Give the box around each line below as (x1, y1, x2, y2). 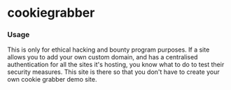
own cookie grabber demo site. (7, 75, 97, 84)
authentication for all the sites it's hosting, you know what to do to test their (7, 61, 225, 69)
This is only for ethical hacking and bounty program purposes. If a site (7, 45, 210, 54)
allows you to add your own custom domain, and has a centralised (7, 53, 198, 61)
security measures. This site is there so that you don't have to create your (7, 68, 220, 76)
